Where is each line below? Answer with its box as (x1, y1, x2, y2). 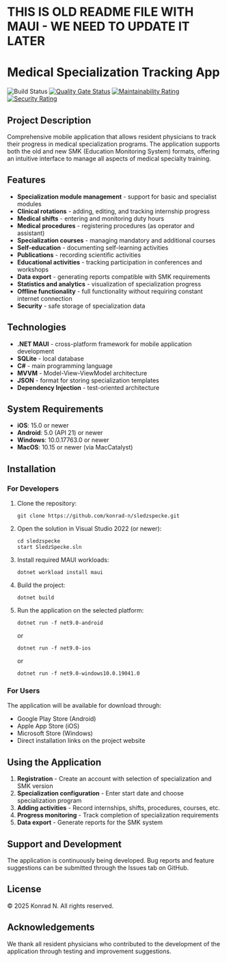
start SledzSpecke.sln (16, 544, 82, 551)
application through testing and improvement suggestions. (7, 947, 172, 955)
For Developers (7, 484, 59, 493)
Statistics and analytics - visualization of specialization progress (16, 280, 202, 288)
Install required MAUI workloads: (16, 556, 109, 564)
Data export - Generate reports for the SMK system (16, 818, 163, 826)
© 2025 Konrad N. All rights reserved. (7, 902, 114, 910)
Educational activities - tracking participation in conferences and (16, 258, 202, 266)
